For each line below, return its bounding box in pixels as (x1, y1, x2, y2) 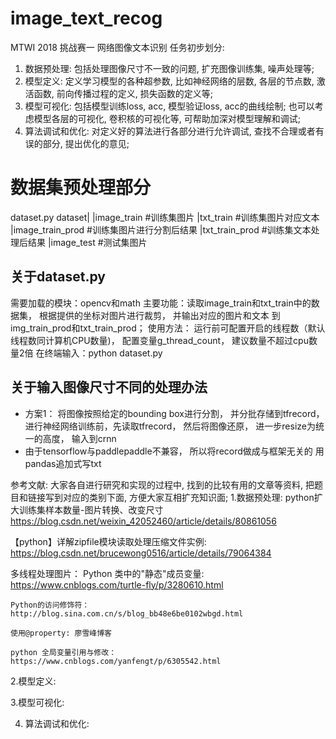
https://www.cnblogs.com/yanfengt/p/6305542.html (10, 656, 222, 666)
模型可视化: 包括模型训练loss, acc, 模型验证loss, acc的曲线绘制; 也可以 (24, 100, 315, 112)
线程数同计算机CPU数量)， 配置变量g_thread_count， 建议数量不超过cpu (10, 334, 309, 346)
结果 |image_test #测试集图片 (27, 236, 148, 248)
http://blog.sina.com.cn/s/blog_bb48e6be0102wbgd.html (10, 608, 244, 619)
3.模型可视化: (10, 696, 65, 708)
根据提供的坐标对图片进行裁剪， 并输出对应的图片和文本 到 (38, 309, 281, 321)
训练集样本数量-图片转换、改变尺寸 (18, 503, 164, 516)
